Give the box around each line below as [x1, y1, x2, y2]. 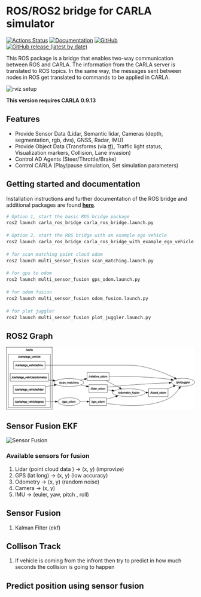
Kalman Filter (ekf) [14, 524, 61, 531]
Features [6, 114, 40, 124]
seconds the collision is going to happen [14, 564, 115, 571]
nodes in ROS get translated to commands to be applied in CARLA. [6, 74, 170, 81]
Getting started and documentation [6, 179, 141, 189]
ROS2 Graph [6, 330, 53, 341]
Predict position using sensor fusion [6, 581, 145, 591]
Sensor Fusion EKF [6, 421, 78, 431]
